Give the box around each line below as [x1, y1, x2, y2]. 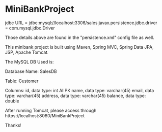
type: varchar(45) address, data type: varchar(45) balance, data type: [5, 93, 146, 99]
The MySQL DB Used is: [5, 59, 54, 65]
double [5, 98, 20, 104]
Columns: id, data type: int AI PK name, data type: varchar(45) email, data [5, 87, 154, 93]
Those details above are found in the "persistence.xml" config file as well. [5, 34, 155, 40]
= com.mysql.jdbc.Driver [5, 25, 55, 31]
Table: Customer [5, 78, 39, 84]
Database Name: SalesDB [5, 68, 57, 74]
